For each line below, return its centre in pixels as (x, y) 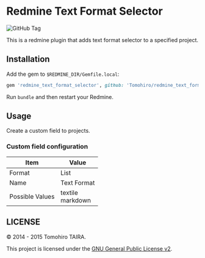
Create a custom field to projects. (48, 131)
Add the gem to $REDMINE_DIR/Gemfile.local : (63, 74)
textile (69, 193)
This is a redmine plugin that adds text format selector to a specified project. (103, 40)
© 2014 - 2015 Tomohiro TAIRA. (46, 237)
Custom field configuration (47, 147)
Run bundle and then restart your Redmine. (60, 97)
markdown (76, 200)
